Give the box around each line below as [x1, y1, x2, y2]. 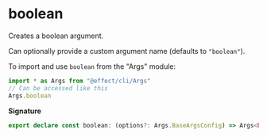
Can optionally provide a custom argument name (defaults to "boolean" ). [8, 46, 246, 55]
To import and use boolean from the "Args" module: [8, 61, 176, 71]
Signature [8, 106, 42, 116]
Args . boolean [8, 92, 52, 100]
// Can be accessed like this [8, 84, 109, 92]
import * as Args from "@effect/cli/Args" [8, 77, 151, 85]
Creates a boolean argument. [8, 31, 104, 40]
